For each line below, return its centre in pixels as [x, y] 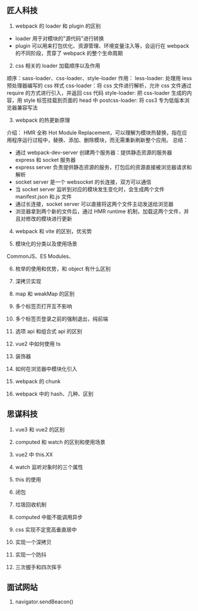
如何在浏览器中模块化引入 [46, 368]
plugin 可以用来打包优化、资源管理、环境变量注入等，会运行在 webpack [102, 45]
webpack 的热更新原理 [42, 120]
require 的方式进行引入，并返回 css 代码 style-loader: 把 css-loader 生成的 [97, 92]
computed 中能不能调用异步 [49, 517]
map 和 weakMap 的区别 [45, 294]
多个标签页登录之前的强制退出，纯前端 [61, 318]
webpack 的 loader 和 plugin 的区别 [58, 26]
